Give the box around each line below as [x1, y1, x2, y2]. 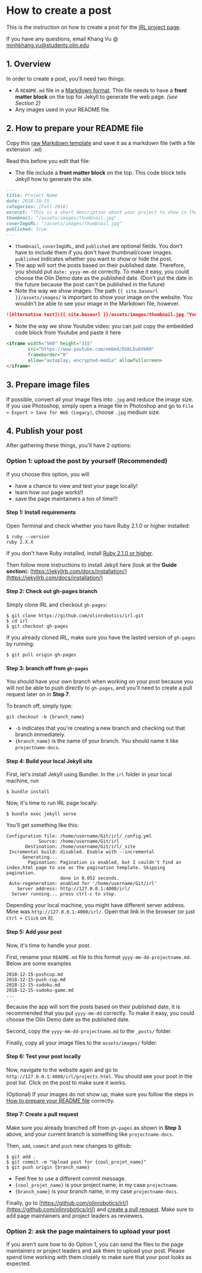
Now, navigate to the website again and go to [6, 1066, 118, 1073]
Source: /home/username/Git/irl [38, 839, 120, 845]
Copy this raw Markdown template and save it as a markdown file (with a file [6, 139, 195, 146]
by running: [6, 640, 35, 647]
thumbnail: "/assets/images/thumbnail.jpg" [6, 215, 117, 221]
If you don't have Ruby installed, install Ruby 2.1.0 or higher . [6, 549, 154, 556]
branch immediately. [14, 731, 66, 738]
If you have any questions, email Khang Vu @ [6, 35, 118, 42]
